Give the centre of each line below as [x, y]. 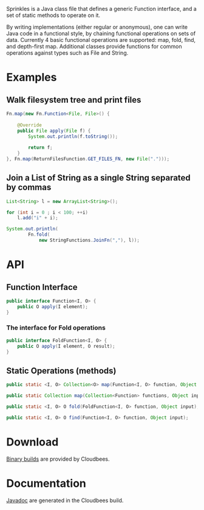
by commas [29, 188]
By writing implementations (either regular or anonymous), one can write [97, 27]
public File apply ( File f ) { [54, 131]
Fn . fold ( [39, 235]
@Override [30, 125]
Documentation [46, 483]
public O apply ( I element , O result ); [66, 346]
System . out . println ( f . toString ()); [73, 136]
